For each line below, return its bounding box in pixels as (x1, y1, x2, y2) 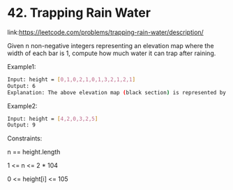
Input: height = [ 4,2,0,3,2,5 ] (7, 115, 98, 122)
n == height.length (7, 148, 61, 156)
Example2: (7, 101, 38, 110)
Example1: (7, 62, 36, 71)
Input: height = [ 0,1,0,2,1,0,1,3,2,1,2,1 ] (7, 75, 136, 83)
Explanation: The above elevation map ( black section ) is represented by (7, 89, 227, 96)
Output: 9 (7, 122, 36, 129)
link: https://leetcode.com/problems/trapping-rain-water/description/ (7, 28, 204, 36)
